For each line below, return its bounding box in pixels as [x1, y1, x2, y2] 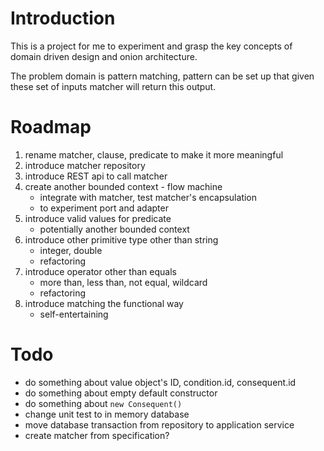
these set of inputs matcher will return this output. [10, 80, 217, 92]
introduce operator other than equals [24, 265, 177, 277]
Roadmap [10, 116, 92, 139]
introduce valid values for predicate [24, 212, 172, 224]
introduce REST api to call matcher [24, 170, 168, 182]
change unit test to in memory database [24, 408, 190, 420]
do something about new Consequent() [24, 397, 183, 409]
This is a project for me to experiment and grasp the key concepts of [10, 40, 293, 52]
